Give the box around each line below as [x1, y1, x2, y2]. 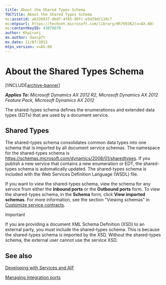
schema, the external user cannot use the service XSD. [5, 237, 118, 243]
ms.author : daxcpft [5, 35, 46, 40]
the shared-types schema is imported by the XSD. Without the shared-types [5, 232, 162, 238]
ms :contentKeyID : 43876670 [5, 26, 61, 31]
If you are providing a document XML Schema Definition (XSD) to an [5, 221, 145, 227]
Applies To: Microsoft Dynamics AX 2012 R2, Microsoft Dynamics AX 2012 [5, 92, 159, 97]
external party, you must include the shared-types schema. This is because [5, 227, 160, 233]
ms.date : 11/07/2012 [5, 40, 48, 45]
